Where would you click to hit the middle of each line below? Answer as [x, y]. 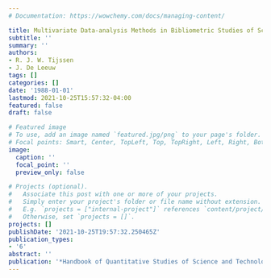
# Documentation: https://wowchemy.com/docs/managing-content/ [117, 16]
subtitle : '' [30, 38]
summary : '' [28, 45]
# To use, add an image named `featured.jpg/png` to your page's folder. [135, 135]
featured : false [35, 106]
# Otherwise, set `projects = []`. [72, 217]
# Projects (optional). [48, 187]
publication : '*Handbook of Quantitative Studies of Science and [120, 262]
